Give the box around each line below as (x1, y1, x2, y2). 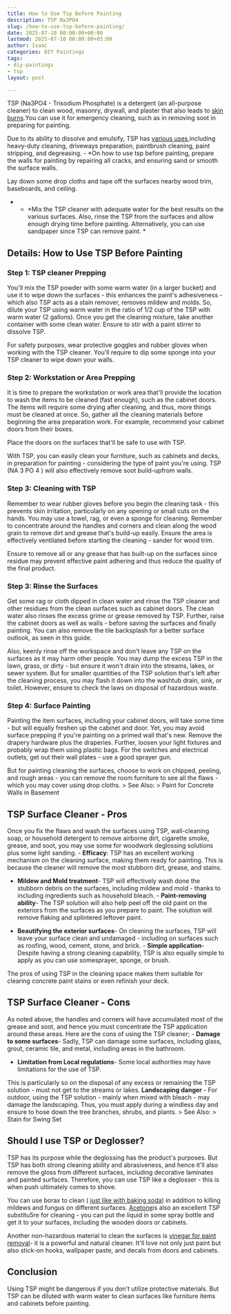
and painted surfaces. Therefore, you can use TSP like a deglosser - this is (7, 1175, 219, 1184)
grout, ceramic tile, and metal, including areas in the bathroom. (7, 1044, 185, 1053)
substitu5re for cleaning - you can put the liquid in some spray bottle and (7, 1211, 214, 1219)
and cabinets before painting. (7, 1299, 91, 1307)
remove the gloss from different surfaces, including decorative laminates (7, 1168, 214, 1176)
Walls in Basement (7, 788, 60, 797)
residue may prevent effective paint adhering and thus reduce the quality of (7, 557, 222, 565)
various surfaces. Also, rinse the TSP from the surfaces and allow (27, 212, 214, 221)
